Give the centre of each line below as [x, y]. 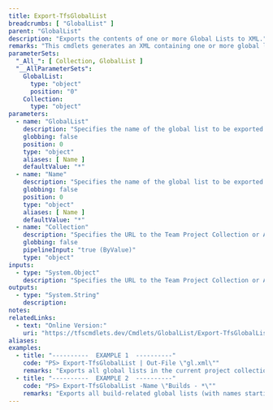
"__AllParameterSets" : [54, 69]
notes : [19, 310]
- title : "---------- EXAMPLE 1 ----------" [96, 356]
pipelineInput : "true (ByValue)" [80, 250]
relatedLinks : [32, 317]
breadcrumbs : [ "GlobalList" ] [61, 24]
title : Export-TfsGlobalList [58, 16]
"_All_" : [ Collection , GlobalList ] [80, 62]
